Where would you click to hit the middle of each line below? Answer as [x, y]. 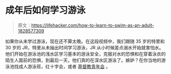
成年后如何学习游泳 [46, 10]
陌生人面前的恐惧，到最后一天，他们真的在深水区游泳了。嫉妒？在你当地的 [83, 60]
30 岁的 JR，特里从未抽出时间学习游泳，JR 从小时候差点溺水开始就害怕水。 [84, 47]
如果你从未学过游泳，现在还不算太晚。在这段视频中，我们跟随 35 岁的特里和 [85, 41]
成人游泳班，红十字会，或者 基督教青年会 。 [64, 66]
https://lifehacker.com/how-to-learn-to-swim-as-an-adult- [93, 25]
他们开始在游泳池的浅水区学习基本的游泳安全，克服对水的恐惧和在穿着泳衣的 [85, 54]
